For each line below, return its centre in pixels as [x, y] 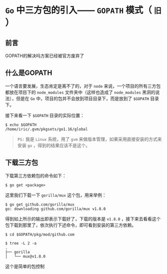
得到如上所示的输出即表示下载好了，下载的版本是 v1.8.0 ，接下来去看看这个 [83, 218]
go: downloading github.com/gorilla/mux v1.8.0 [56, 209]
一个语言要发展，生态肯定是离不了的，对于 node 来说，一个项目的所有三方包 [83, 86]
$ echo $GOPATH [21, 125]
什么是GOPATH [29, 73]
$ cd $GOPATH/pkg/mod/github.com [40, 234]
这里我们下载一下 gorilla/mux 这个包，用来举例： [56, 195]
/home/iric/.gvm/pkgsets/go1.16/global [47, 129]
